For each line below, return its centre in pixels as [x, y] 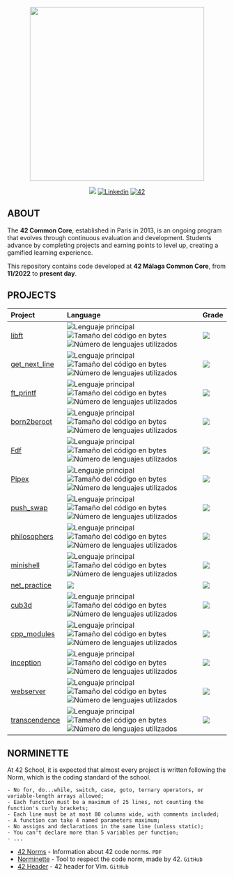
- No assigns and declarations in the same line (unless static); [106, 827]
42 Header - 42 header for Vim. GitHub [73, 867]
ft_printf [24, 393]
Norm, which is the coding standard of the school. [79, 777]
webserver [29, 691]
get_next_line [32, 364]
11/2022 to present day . [42, 273]
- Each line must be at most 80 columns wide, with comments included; [113, 814]
